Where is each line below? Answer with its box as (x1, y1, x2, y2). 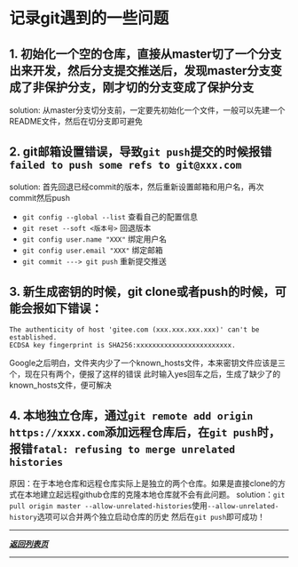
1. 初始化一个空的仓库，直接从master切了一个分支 (9, 46, 282, 61)
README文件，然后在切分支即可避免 (9, 116, 144, 126)
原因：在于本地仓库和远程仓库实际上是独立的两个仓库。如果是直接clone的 (9, 478, 278, 489)
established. (9, 332, 58, 342)
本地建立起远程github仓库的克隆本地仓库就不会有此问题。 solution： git (24, 490, 286, 500)
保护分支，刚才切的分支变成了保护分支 (43, 79, 255, 94)
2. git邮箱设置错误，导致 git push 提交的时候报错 (9, 144, 272, 160)
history (9, 513, 38, 523)
